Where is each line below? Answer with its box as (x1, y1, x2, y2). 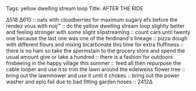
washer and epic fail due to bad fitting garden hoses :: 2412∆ (6, 78, 153, 85)
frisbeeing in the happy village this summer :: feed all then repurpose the (6, 60, 181, 66)
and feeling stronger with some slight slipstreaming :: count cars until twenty (6, 29, 191, 36)
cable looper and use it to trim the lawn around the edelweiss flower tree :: (6, 66, 185, 72)
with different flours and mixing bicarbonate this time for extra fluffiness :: (6, 41, 184, 48)
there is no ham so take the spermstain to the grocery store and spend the (6, 47, 185, 54)
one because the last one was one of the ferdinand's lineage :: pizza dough (6, 35, 188, 41)
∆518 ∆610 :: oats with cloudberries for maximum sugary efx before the (6, 16, 178, 23)
